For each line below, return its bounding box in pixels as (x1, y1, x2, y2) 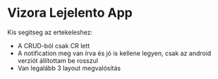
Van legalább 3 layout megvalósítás (17, 64, 121, 72)
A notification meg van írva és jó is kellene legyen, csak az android (17, 49, 212, 57)
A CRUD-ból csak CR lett (17, 41, 90, 50)
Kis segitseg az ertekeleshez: (7, 28, 93, 36)
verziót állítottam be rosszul (17, 56, 99, 64)
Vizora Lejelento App (7, 5, 133, 21)
